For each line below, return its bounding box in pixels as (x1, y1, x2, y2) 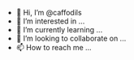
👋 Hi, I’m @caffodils (15, 8, 83, 17)
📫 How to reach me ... (15, 43, 92, 52)
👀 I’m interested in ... (15, 16, 85, 26)
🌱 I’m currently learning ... (15, 25, 103, 34)
